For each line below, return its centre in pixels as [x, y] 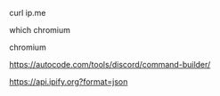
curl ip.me [28, 13]
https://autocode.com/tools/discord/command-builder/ [110, 64]
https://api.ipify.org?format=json [69, 82]
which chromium [40, 30]
